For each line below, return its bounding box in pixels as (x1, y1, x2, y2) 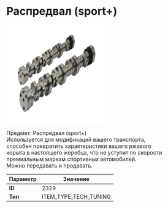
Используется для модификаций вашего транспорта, (6, 136, 146, 143)
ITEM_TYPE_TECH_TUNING (42, 193, 112, 200)
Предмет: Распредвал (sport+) (6, 129, 87, 136)
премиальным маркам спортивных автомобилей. (6, 155, 137, 163)
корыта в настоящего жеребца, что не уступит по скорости (6, 148, 162, 156)
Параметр (9, 175, 37, 183)
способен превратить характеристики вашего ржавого (6, 142, 152, 150)
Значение (63, 175, 90, 183)
